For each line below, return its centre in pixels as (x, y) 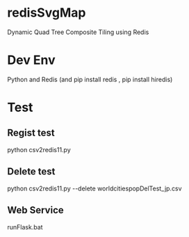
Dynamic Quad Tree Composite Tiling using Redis (78, 32)
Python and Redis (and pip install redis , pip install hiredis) (90, 79)
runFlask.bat (25, 227)
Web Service (35, 210)
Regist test (31, 133)
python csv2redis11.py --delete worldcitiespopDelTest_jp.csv (94, 188)
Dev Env (31, 60)
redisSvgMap (47, 13)
